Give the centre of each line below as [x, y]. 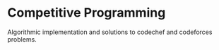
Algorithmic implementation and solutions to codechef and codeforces [110, 32]
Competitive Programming [87, 13]
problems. [22, 39]
